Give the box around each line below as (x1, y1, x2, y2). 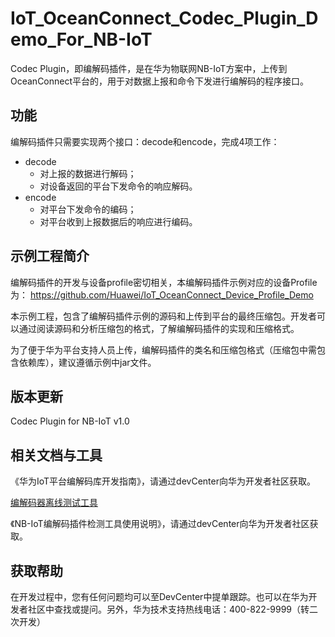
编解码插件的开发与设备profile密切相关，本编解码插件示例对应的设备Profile (10, 276, 318, 288)
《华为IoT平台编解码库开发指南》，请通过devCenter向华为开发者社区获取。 (10, 475, 316, 487)
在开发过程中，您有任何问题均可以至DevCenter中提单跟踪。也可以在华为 (10, 591, 309, 602)
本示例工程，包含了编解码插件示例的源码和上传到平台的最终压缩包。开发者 (10, 310, 317, 322)
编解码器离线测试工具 (10, 497, 98, 509)
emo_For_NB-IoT (10, 28, 153, 51)
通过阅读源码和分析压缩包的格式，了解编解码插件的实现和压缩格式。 (18, 322, 300, 334)
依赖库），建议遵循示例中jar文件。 (18, 356, 157, 368)
